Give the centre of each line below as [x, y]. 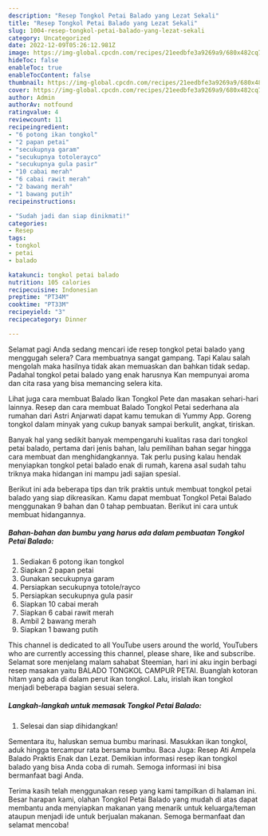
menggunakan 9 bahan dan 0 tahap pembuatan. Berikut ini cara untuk [123, 506]
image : [19, 53]
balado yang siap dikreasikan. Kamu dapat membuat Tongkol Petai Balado [130, 497]
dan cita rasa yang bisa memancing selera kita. [86, 383]
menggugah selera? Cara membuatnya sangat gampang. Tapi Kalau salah [129, 357]
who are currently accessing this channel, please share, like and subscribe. [132, 653]
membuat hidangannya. [47, 514]
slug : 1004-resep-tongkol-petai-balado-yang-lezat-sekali [106, 30]
